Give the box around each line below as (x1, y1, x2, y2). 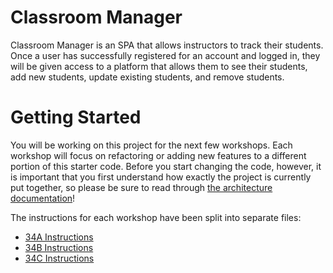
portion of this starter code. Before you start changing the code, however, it (10, 160, 322, 172)
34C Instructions (24, 252, 95, 264)
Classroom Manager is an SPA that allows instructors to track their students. (10, 39, 324, 51)
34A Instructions (24, 231, 94, 243)
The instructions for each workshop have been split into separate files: (10, 211, 302, 223)
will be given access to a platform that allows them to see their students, (10, 60, 308, 72)
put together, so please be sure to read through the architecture (10, 181, 273, 193)
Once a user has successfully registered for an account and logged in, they (10, 49, 321, 61)
